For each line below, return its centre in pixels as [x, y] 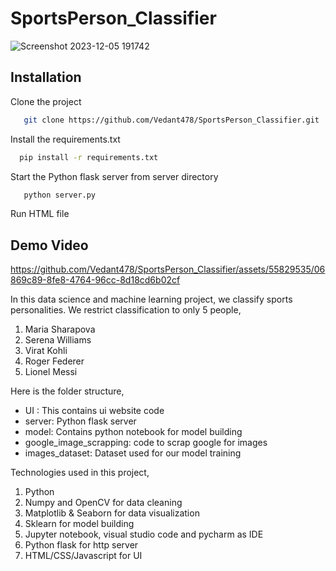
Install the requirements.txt [65, 139]
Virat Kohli [46, 351]
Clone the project [46, 101]
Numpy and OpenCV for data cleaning [103, 503]
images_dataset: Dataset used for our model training [133, 453]
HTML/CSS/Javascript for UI [83, 556]
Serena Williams [58, 340]
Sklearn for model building [79, 524]
